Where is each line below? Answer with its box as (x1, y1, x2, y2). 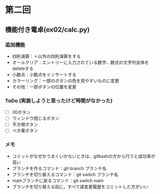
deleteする (12, 65, 34, 71)
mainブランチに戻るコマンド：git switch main (12, 177, 104, 183)
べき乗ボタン (12, 128, 38, 133)
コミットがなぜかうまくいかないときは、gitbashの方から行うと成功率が (12, 153, 156, 159)
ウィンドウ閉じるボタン (12, 115, 60, 121)
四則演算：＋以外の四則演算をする (12, 53, 81, 59)
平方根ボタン (12, 122, 38, 128)
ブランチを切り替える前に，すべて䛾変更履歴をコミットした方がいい (12, 184, 149, 190)
